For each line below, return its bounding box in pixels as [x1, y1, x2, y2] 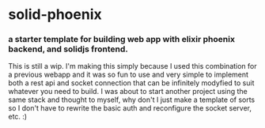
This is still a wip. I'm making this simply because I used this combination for [8, 62, 257, 71]
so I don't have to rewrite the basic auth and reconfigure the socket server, [8, 104, 252, 113]
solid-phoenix [8, 6, 102, 24]
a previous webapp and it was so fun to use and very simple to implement [8, 70, 249, 80]
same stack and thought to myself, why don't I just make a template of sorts [8, 95, 256, 104]
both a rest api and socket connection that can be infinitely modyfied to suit [8, 78, 255, 88]
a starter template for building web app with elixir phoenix [8, 34, 236, 45]
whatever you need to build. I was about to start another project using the [8, 87, 248, 96]
